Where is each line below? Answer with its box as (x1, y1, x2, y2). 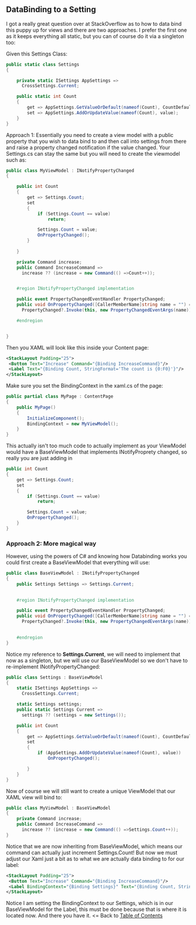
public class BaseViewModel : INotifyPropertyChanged (6, 570, 140, 576)
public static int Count (16, 94, 77, 100)
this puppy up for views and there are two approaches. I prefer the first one (6, 26, 187, 33)
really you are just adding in (6, 455, 73, 462)
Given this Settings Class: (6, 50, 68, 57)
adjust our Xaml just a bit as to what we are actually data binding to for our (6, 855, 185, 862)
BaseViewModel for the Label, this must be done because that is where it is (6, 906, 187, 913)
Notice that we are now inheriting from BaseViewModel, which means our (6, 842, 183, 849)
